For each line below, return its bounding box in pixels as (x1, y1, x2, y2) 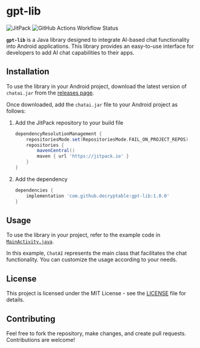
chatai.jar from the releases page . (6, 89, 95, 96)
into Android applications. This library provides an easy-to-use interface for (6, 42, 195, 50)
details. (6, 296, 25, 304)
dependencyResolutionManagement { (15, 130, 102, 137)
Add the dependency (15, 175, 68, 182)
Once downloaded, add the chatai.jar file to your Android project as (6, 101, 178, 108)
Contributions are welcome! (6, 336, 76, 343)
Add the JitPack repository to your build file (15, 119, 124, 126)
